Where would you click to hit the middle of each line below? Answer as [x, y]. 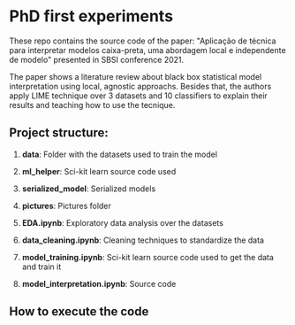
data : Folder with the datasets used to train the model [120, 154]
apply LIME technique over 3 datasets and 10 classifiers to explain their [138, 96]
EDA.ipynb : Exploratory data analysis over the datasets [122, 222]
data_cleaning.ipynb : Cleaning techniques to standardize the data [143, 240]
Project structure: [59, 133]
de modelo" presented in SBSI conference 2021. [97, 59]
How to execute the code [79, 312]
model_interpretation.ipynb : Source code [99, 283]
